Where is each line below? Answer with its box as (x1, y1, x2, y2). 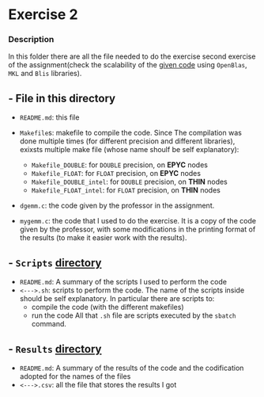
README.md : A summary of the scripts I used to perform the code (19, 277, 228, 287)
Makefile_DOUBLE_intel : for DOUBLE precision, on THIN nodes (31, 177, 228, 187)
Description (8, 34, 55, 45)
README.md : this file (19, 113, 80, 122)
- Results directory (8, 342, 102, 356)
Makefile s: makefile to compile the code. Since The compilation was (19, 128, 243, 138)
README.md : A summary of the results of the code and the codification (19, 363, 244, 372)
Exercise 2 (8, 6, 78, 24)
